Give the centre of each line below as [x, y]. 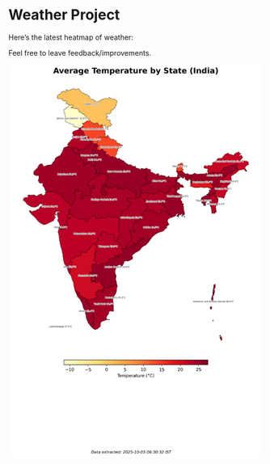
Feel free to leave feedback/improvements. [80, 53]
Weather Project [64, 15]
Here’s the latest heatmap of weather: [71, 37]
